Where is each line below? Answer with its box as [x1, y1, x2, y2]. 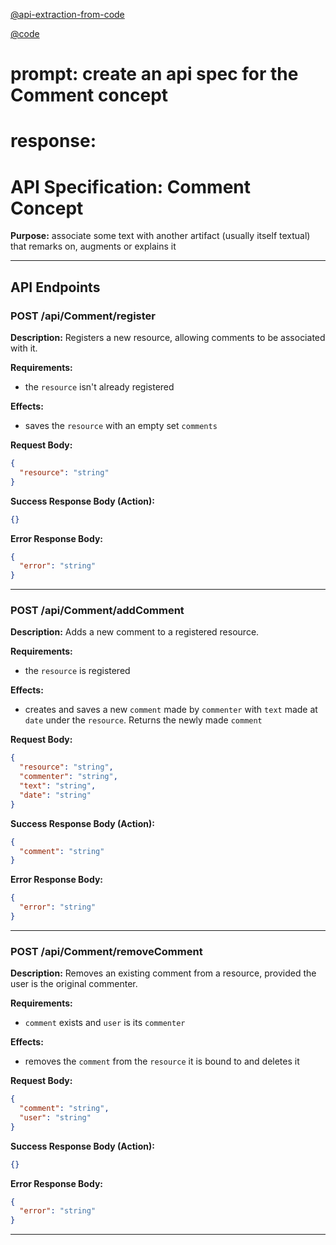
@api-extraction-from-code [10, 9, 125, 20]
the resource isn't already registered [24, 381, 175, 393]
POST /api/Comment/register [10, 309, 156, 323]
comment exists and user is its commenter [24, 1017, 186, 1029]
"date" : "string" [19, 790, 92, 800]
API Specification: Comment [10, 175, 252, 198]
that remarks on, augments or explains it [10, 240, 177, 253]
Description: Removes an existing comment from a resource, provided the [10, 967, 317, 979]
